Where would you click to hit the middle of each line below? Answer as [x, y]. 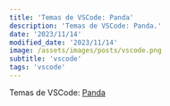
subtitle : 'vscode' [46, 59]
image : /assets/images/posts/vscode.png [86, 51]
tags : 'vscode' [38, 68]
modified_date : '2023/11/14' [64, 42]
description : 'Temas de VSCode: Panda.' [86, 26]
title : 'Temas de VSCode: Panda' [72, 17]
